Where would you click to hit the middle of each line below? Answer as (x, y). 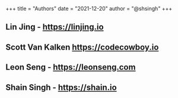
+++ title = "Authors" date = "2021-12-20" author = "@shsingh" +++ (89, 9)
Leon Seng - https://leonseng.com (71, 67)
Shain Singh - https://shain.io (61, 87)
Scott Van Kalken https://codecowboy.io (82, 47)
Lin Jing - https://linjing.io (55, 27)
